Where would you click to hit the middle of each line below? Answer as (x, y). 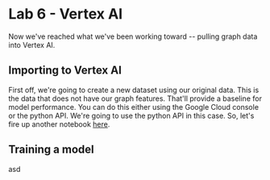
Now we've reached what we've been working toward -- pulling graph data (133, 36)
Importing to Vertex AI (65, 71)
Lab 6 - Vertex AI (66, 14)
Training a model (51, 150)
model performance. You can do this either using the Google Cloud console (134, 107)
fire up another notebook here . (59, 124)
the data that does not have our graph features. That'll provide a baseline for (135, 98)
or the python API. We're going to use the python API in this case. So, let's (131, 115)
